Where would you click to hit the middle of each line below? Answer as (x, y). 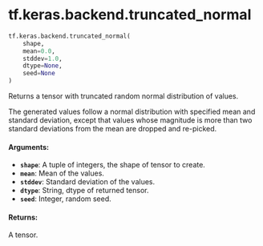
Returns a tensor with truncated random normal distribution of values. (123, 96)
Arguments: (29, 147)
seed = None (39, 74)
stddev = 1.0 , (42, 58)
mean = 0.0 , (39, 51)
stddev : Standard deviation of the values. (87, 182)
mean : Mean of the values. (62, 173)
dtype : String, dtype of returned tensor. (85, 191)
